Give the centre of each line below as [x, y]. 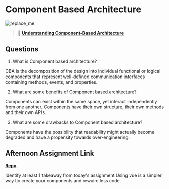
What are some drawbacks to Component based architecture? [77, 122]
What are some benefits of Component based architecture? [74, 92]
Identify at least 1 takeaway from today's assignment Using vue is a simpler [83, 175]
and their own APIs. [26, 112]
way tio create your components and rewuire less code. [63, 180]
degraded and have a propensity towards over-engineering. [68, 137]
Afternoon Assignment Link [50, 153]
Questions [22, 49]
